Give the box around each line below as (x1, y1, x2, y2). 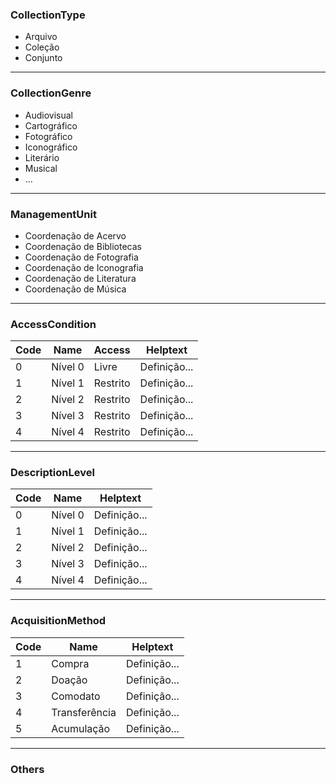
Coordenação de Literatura (24, 272, 137, 284)
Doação (51, 673, 88, 687)
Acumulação (51, 721, 111, 735)
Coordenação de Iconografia (24, 261, 144, 273)
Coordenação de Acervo (24, 229, 127, 242)
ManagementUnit (10, 207, 97, 221)
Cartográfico (24, 119, 78, 132)
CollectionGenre (10, 86, 92, 100)
